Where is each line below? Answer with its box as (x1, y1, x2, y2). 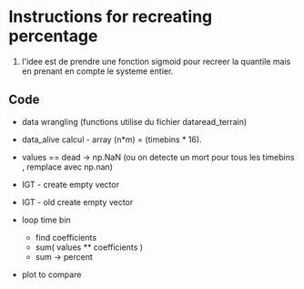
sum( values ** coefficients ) (35, 242, 143, 253)
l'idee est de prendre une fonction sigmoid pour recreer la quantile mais (21, 56, 291, 67)
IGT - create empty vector (21, 179, 120, 190)
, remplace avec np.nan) (21, 161, 113, 172)
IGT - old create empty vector (21, 196, 134, 207)
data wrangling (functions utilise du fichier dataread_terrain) (21, 116, 248, 127)
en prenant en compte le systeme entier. (21, 66, 174, 77)
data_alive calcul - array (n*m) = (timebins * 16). (21, 134, 202, 145)
